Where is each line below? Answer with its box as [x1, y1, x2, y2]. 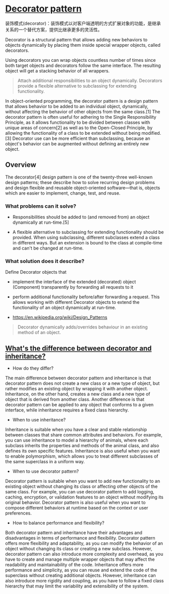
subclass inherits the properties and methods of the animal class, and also [5, 443, 159, 449]
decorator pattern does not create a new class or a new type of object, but [5, 380, 160, 386]
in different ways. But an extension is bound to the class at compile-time [12, 240, 162, 246]
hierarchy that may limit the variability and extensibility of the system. [5, 583, 149, 589]
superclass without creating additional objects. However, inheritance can [5, 572, 156, 578]
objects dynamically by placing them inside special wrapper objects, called [5, 42, 161, 48]
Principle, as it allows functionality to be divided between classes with [5, 119, 150, 125]
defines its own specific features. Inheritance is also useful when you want [5, 448, 160, 454]
